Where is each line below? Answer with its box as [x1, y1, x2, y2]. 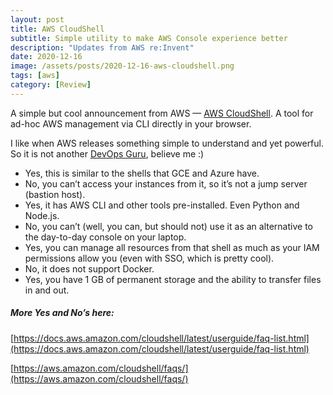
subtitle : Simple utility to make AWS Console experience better [10, 33, 288, 43]
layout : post [10, 14, 65, 25]
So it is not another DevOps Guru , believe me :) [10, 147, 205, 160]
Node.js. [24, 209, 60, 221]
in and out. [24, 284, 70, 296]
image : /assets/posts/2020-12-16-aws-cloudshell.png [10, 61, 235, 71]
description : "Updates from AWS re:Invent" [10, 42, 195, 53]
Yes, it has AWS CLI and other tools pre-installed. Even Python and [24, 199, 300, 211]
